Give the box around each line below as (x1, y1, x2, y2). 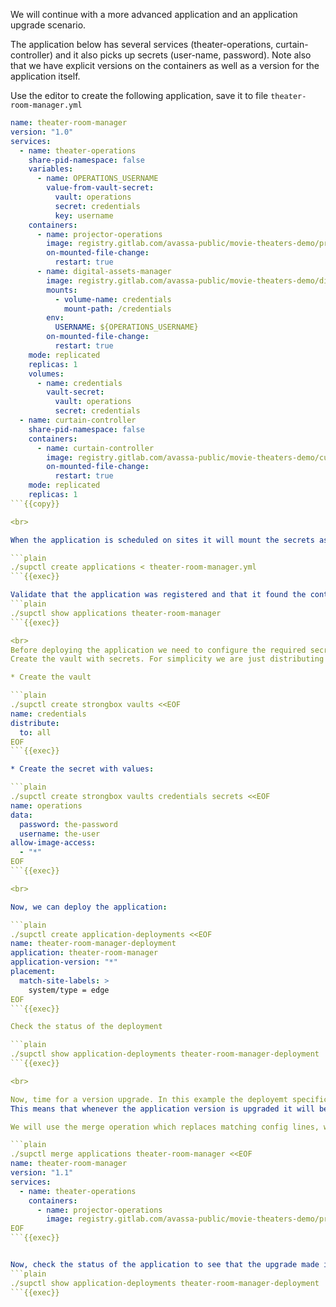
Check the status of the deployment (10, 1022, 163, 1032)
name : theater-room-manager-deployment (10, 939, 177, 949)
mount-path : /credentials (63, 304, 172, 314)
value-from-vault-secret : (46, 183, 155, 193)
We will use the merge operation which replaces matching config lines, (10, 1122, 320, 1132)
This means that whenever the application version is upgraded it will (10, 1104, 315, 1114)
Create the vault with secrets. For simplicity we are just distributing (10, 654, 325, 664)
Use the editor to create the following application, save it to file (10, 90, 269, 101)
